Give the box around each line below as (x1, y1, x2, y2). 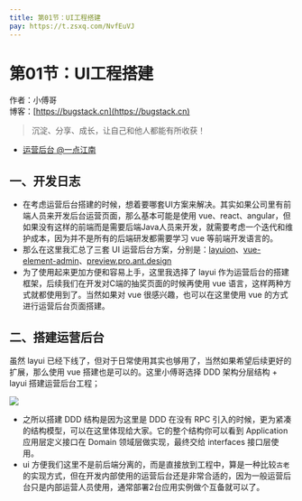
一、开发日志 (9, 173, 81, 189)
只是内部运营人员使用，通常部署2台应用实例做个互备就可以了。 (30, 482, 265, 493)
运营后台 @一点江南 (22, 144, 96, 155)
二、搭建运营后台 (9, 329, 105, 345)
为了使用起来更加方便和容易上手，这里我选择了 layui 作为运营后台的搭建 (22, 267, 290, 278)
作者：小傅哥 (9, 95, 57, 106)
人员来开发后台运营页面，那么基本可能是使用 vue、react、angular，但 (30, 210, 291, 221)
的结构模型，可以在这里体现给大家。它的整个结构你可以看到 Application (22, 425, 288, 436)
